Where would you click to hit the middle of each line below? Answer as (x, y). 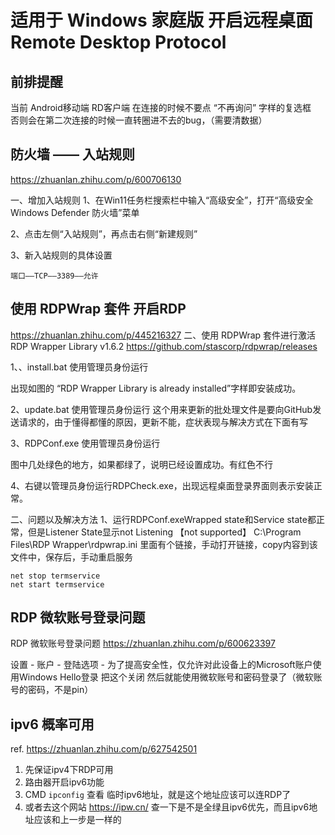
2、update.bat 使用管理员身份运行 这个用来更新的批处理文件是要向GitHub (161, 409)
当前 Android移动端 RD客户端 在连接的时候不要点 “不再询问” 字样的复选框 (161, 107)
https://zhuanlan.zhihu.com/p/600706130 (96, 179)
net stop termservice (55, 576)
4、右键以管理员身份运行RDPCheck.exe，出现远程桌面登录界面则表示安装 (162, 485)
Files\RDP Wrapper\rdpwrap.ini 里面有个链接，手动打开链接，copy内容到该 (164, 544)
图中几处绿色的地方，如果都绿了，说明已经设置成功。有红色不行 (141, 464)
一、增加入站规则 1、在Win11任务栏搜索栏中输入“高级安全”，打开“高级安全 (162, 200)
